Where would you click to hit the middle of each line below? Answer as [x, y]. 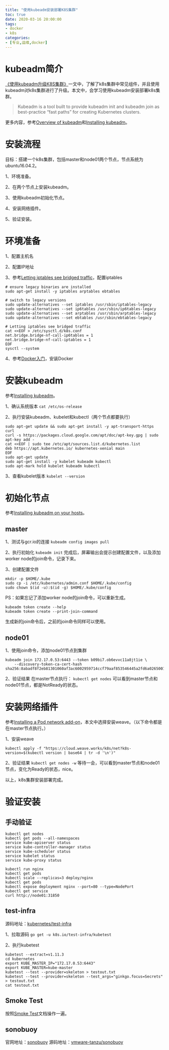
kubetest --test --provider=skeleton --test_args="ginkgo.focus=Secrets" [84, 976]
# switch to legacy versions [36, 300]
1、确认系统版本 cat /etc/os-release [44, 406]
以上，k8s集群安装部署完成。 [35, 780]
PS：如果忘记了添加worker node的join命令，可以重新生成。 [67, 598]
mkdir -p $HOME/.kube [28, 579]
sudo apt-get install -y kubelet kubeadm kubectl [58, 461]
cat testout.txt [22, 985]
